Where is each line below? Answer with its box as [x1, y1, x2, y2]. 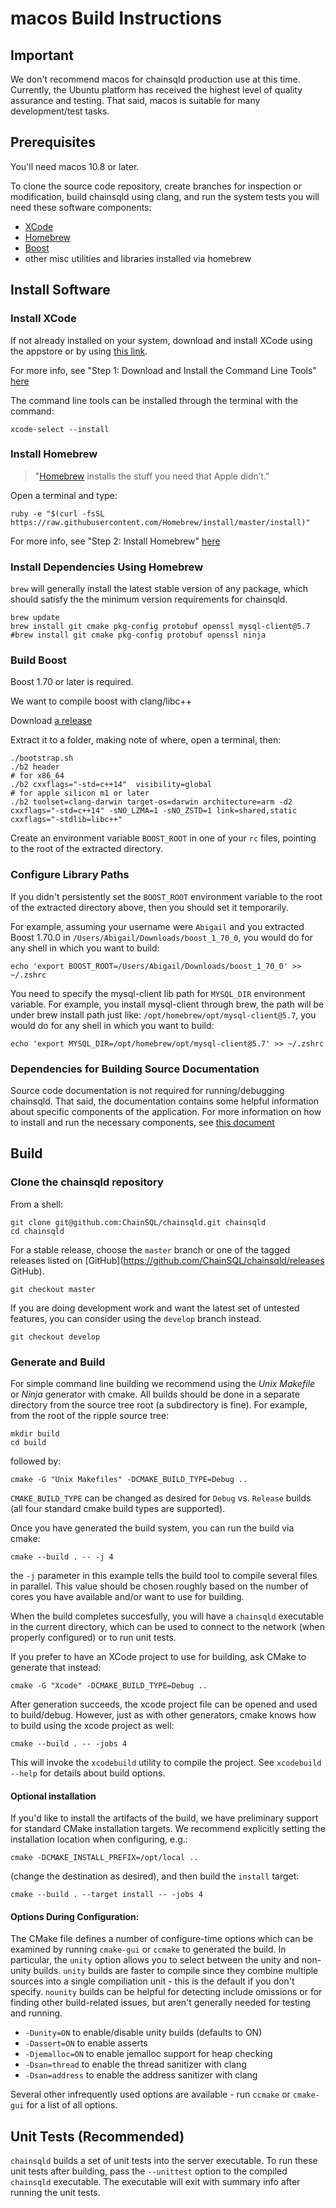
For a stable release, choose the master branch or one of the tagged [10, 1243, 291, 1256]
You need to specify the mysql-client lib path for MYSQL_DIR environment [10, 987, 306, 999]
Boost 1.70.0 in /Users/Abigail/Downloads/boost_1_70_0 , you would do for [10, 931, 313, 943]
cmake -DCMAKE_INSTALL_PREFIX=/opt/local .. [10, 1853, 199, 1863]
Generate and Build [10, 1355, 106, 1369]
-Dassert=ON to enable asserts [24, 2037, 148, 2049]
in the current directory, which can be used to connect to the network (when [10, 1620, 325, 1632]
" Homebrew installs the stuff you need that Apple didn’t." [34, 470, 270, 482]
